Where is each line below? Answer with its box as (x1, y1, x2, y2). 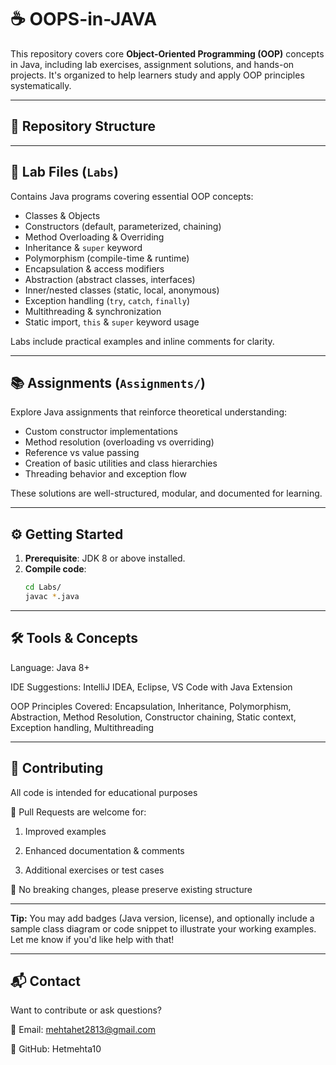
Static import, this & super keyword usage (24, 316, 200, 328)
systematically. (10, 79, 72, 91)
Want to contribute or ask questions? (10, 1004, 163, 1016)
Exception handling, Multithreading (10, 721, 155, 733)
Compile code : (24, 563, 87, 575)
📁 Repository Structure (10, 118, 156, 135)
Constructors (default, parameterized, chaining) (24, 220, 222, 232)
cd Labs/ (24, 582, 62, 593)
